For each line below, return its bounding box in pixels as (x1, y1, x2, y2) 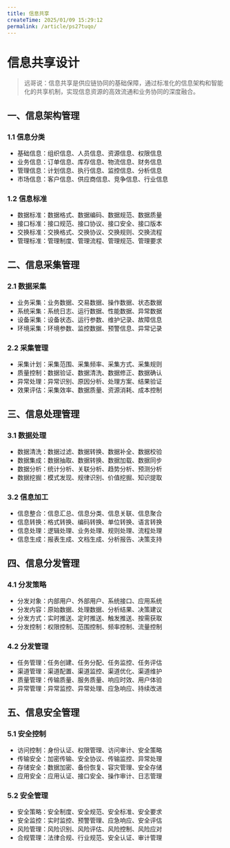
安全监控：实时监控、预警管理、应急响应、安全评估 (17, 816, 163, 825)
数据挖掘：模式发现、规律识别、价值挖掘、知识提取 (17, 473, 163, 482)
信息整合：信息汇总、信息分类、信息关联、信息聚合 (17, 509, 163, 517)
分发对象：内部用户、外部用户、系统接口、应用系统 (17, 596, 163, 604)
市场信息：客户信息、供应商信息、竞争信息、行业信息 (17, 175, 169, 183)
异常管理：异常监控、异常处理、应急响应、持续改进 (17, 684, 163, 693)
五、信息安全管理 (7, 707, 80, 718)
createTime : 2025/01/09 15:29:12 (7, 17, 103, 23)
